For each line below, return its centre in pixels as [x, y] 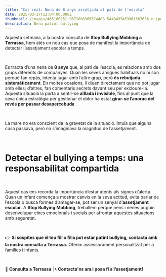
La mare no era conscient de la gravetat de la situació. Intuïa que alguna [78, 123]
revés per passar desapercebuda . [40, 104]
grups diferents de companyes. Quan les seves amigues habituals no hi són [82, 73]
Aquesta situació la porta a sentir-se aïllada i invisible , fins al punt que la [80, 93]
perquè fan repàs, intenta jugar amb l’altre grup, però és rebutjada [73, 78]
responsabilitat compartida [62, 168]
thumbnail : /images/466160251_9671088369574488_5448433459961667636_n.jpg [84, 19]
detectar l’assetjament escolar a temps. [45, 48]
